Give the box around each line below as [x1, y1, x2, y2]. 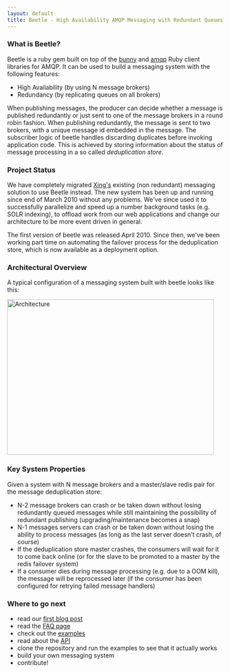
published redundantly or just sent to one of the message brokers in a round [7, 111, 223, 119]
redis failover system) [17, 559, 79, 568]
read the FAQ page [17, 622, 71, 630]
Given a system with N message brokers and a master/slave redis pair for [7, 480, 215, 488]
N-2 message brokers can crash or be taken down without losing [17, 501, 202, 509]
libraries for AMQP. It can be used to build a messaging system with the [7, 62, 210, 70]
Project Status [7, 165, 56, 175]
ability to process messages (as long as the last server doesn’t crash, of [17, 530, 222, 539]
